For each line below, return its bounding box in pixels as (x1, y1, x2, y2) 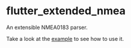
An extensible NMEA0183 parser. (6, 24, 88, 31)
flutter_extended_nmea (6, 4, 126, 18)
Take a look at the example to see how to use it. (6, 35, 124, 42)
